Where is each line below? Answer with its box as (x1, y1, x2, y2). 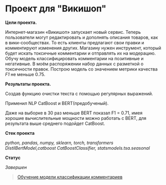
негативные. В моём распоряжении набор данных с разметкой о (5, 61, 144, 67)
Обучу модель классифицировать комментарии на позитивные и (5, 55, 144, 61)
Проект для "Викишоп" (5, 3, 107, 14)
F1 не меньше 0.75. (5, 71, 46, 77)
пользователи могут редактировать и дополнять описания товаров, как (5, 34, 158, 40)
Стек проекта (5, 130, 35, 136)
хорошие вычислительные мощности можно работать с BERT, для (5, 115, 147, 121)
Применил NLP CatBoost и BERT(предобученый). (5, 100, 109, 106)
